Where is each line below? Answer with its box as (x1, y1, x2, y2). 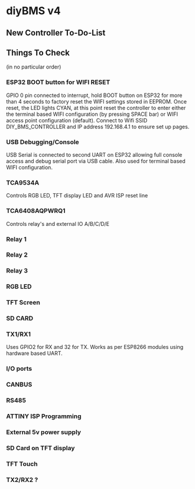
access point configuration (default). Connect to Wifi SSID (6, 116, 148, 124)
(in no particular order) (6, 63, 61, 70)
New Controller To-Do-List (6, 28, 106, 38)
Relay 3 (6, 267, 28, 275)
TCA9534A (6, 179, 40, 187)
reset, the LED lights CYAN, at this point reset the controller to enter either (6, 104, 186, 111)
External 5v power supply (6, 428, 82, 436)
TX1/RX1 (6, 330, 31, 338)
